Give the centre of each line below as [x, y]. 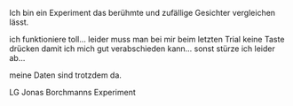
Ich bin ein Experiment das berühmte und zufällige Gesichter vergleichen [143, 13]
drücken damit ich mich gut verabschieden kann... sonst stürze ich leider [142, 49]
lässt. [19, 22]
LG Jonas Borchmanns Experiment [72, 92]
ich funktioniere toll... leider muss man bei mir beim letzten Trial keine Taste [147, 39]
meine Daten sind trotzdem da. [66, 75]
